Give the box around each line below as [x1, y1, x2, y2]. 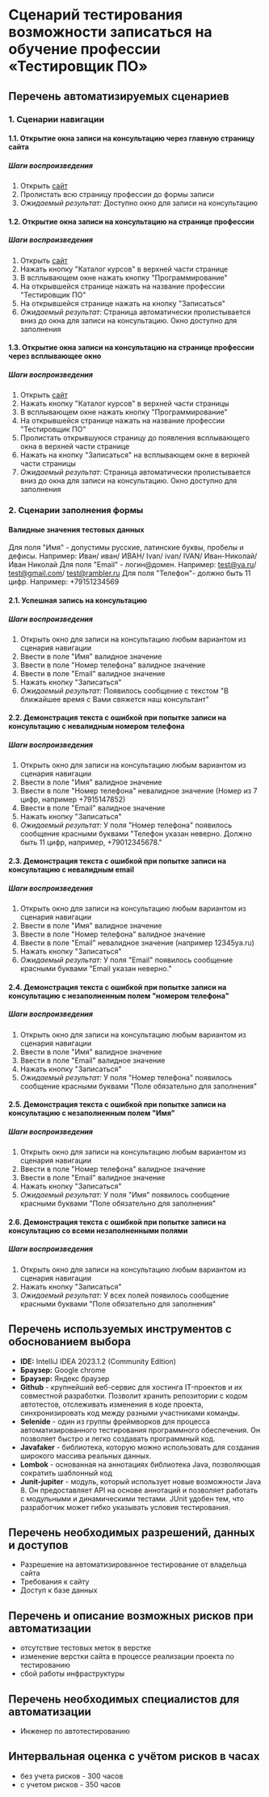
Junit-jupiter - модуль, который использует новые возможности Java [19, 1476, 262, 1486]
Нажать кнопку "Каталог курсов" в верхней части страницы [19, 398, 229, 409]
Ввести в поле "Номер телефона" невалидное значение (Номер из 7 [19, 786, 258, 796]
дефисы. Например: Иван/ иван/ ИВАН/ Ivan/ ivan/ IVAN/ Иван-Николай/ [8, 551, 258, 561]
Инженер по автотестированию [19, 1726, 131, 1736]
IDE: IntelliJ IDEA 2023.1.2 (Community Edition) [19, 1356, 176, 1366]
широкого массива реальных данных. [19, 1450, 152, 1460]
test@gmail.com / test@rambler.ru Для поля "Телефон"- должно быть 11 [8, 568, 251, 579]
